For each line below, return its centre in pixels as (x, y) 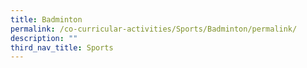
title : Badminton (46, 19)
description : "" (44, 38)
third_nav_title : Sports (62, 47)
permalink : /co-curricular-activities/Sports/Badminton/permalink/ (154, 29)
